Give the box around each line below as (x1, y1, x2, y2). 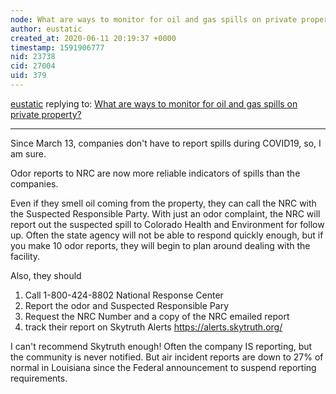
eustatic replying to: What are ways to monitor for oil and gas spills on (10, 97, 298, 110)
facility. (10, 250, 41, 262)
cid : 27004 (10, 61, 56, 71)
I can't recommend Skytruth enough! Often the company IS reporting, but (10, 340, 313, 352)
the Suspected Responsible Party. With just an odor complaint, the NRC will (10, 207, 321, 220)
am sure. (10, 147, 47, 160)
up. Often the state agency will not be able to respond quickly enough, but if (10, 229, 324, 241)
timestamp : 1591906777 (10, 42, 105, 53)
